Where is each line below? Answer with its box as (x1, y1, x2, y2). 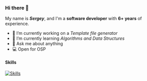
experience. (5, 21, 29, 27)
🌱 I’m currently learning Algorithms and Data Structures (12, 35, 125, 41)
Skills (5, 59, 17, 65)
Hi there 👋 (5, 4, 29, 11)
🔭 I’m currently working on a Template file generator (12, 30, 118, 36)
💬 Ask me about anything (12, 41, 63, 47)
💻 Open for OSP (12, 46, 46, 52)
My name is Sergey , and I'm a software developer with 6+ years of (5, 16, 142, 22)
